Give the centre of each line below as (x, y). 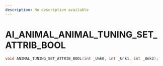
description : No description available (47, 10)
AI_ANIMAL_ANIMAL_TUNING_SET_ (81, 34)
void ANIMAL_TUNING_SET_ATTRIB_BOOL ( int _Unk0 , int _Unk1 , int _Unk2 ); (82, 58)
